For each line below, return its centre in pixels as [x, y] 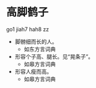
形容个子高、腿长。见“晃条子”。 [54, 56]
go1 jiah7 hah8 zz [28, 29]
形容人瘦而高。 [33, 71]
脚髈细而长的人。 [36, 41]
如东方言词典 [40, 49]
